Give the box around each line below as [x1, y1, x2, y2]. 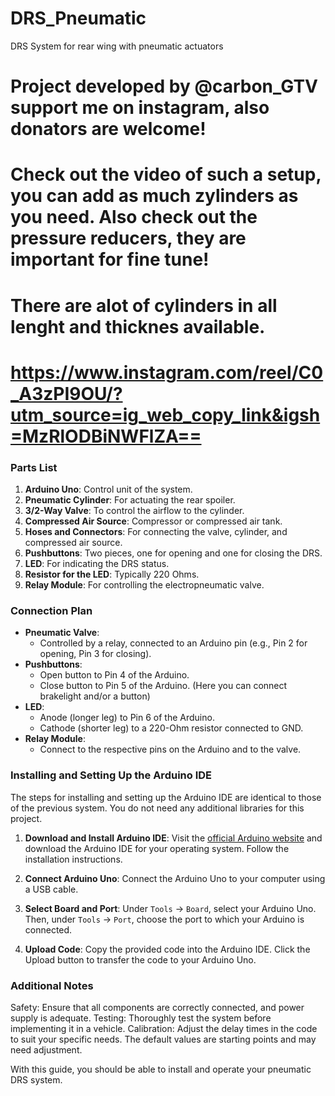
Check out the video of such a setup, [10, 163, 322, 186]
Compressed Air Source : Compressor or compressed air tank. [24, 515, 283, 527]
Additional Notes [10, 978, 94, 992]
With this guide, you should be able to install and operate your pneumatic [10, 1063, 312, 1075]
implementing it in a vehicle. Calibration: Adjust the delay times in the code [10, 1022, 318, 1034]
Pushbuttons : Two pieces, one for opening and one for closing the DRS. [24, 547, 323, 559]
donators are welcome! [10, 118, 207, 141]
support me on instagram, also [10, 97, 270, 119]
